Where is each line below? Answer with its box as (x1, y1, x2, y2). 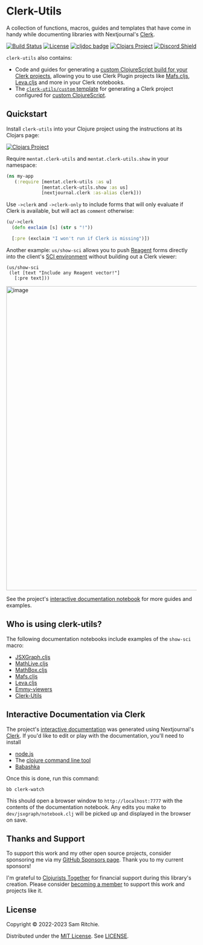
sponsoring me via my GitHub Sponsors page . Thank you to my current (6, 856, 184, 863)
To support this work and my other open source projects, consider (6, 849, 172, 857)
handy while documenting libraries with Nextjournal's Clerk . (6, 30, 155, 37)
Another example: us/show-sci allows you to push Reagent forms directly (6, 246, 188, 253)
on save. (6, 816, 28, 823)
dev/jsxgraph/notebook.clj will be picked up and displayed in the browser (6, 810, 192, 817)
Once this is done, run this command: (6, 775, 100, 782)
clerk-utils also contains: (6, 54, 72, 61)
